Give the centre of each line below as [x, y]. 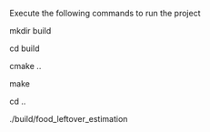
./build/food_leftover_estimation [69, 119]
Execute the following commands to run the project [105, 13]
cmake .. [25, 66]
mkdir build [30, 30]
